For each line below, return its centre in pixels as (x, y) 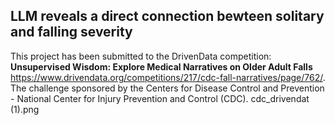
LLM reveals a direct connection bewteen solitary (167, 16)
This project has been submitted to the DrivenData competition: (141, 56)
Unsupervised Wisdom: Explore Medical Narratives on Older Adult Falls (161, 66)
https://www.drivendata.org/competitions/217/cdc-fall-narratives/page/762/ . (168, 77)
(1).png (25, 109)
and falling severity (71, 32)
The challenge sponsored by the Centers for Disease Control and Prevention (167, 88)
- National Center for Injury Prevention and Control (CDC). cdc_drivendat (160, 98)
